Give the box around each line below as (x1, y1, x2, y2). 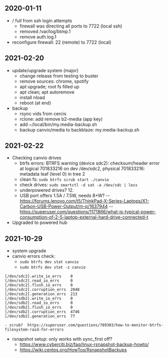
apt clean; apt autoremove (19, 89, 74, 95)
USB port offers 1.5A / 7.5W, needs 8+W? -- (19, 192, 110, 199)
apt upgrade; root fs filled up (19, 83, 79, 89)
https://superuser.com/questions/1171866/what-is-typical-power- (19, 209, 156, 215)
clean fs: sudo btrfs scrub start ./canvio (19, 176, 109, 182)
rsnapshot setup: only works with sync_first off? (12, 336, 112, 342)
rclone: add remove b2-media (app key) (19, 116, 103, 122)
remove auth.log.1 (19, 34, 57, 40)
